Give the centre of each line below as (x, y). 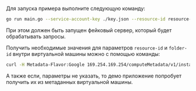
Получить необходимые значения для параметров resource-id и (87, 48)
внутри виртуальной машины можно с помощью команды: (86, 54)
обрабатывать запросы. (36, 36)
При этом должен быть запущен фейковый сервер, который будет (89, 30)
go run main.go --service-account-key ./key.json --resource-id (86, 19)
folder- (178, 48)
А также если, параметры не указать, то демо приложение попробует (94, 76)
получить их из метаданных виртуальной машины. (69, 82)
